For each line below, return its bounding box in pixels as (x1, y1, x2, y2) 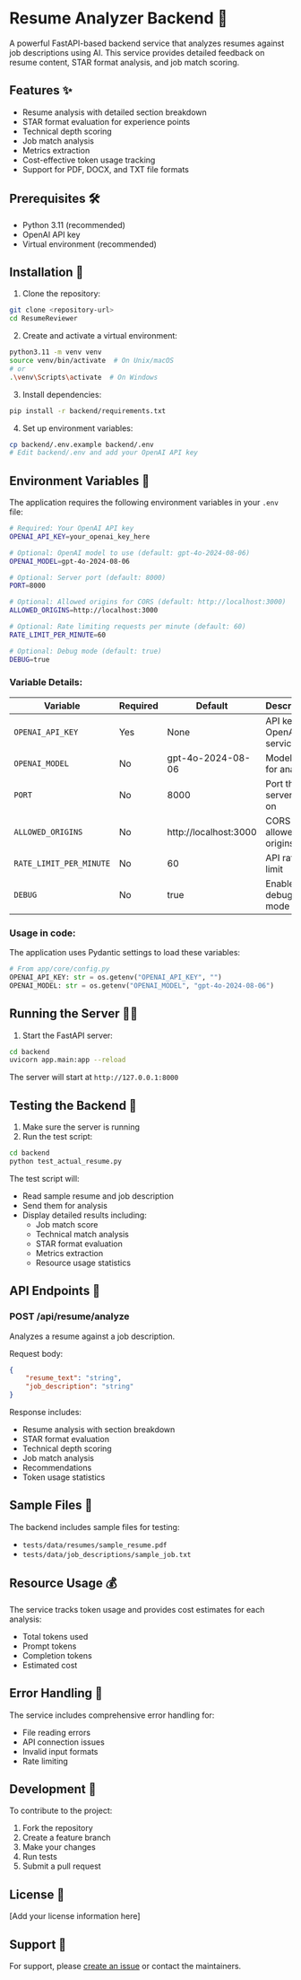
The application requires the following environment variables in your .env (9, 497, 279, 508)
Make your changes (21, 1842, 96, 1852)
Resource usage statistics (35, 1257, 132, 1268)
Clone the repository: (21, 288, 101, 299)
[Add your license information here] (9, 1911, 141, 1922)
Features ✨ (9, 83, 73, 98)
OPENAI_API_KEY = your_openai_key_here (9, 532, 150, 541)
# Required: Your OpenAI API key (9, 524, 134, 533)
